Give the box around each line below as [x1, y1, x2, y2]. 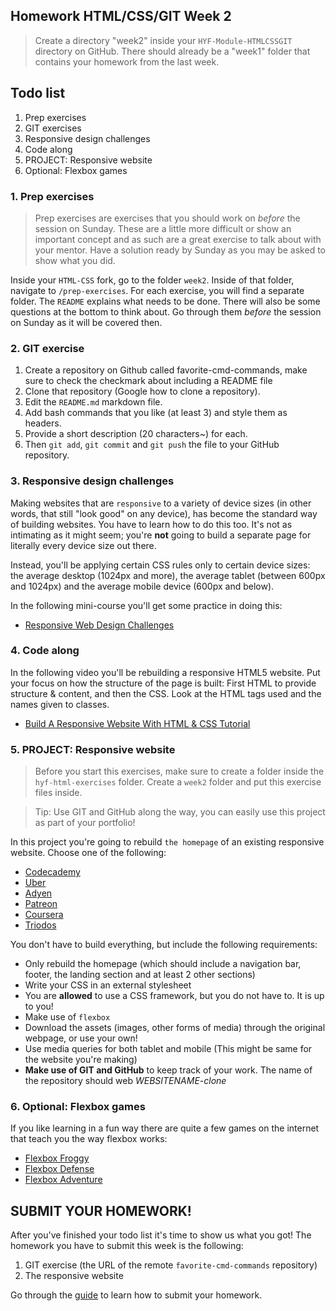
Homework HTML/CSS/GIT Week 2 [10, 8, 232, 25]
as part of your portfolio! [34, 817, 136, 829]
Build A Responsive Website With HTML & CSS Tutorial [24, 717, 251, 729]
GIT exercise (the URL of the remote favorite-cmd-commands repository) [24, 1259, 318, 1271]
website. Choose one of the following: [10, 847, 167, 859]
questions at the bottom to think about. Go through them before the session [10, 305, 322, 318]
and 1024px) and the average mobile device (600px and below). [10, 580, 275, 592]
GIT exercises [24, 122, 82, 134]
